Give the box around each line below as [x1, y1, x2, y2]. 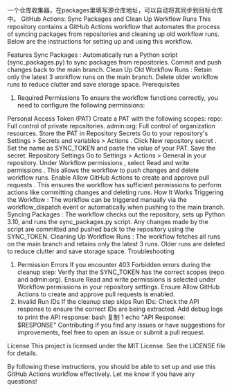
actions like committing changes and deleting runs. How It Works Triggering [7, 188, 224, 196]
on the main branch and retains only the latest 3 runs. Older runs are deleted [7, 240, 225, 248]
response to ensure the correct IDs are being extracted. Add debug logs [17, 305, 224, 313]
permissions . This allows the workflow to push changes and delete [7, 166, 199, 174]
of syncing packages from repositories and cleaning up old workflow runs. [7, 30, 220, 38]
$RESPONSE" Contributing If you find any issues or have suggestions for [17, 321, 226, 329]
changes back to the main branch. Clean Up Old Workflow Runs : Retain [7, 65, 213, 74]
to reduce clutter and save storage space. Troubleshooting [7, 247, 175, 255]
